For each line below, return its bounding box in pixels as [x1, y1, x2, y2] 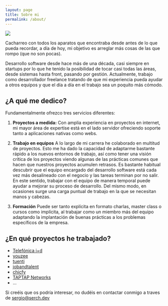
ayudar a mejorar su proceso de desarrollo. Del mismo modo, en [12, 183, 147, 189]
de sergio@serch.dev [5, 295, 50, 300]
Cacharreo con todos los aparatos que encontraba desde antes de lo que [5, 40, 158, 46]
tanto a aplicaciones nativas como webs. [12, 131, 97, 137]
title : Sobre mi [5, 12, 39, 17]
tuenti [12, 258, 25, 264]
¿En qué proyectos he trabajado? [5, 234, 111, 242]
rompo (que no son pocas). [5, 51, 62, 57]
